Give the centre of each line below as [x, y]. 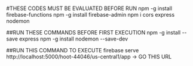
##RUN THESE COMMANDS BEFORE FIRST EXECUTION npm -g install [94, 33]
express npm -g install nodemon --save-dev [73, 39]
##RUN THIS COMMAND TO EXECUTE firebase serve [73, 51]
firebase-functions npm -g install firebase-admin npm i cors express [91, 15]
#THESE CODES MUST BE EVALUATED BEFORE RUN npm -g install [89, 8]
